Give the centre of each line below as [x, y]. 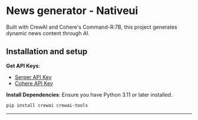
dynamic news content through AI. [48, 33]
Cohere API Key [34, 83]
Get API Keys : [23, 66]
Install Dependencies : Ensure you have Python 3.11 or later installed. [89, 94]
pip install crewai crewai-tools [47, 105]
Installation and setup [47, 52]
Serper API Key [33, 77]
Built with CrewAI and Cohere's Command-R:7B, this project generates [92, 27]
